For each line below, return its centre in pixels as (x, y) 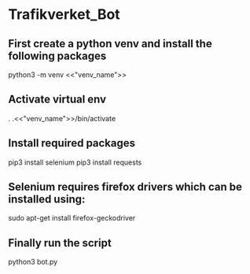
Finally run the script (60, 243)
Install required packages (72, 143)
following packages (57, 56)
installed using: (47, 200)
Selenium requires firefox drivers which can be (125, 187)
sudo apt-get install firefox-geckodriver (72, 218)
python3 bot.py (33, 262)
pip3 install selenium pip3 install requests (75, 162)
